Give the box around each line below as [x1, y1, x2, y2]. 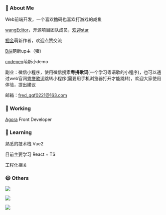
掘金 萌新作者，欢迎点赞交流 [5, 37, 62, 44]
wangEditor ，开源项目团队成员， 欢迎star [5, 27, 89, 33]
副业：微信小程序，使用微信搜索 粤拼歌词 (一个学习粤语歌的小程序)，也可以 [5, 69, 157, 75]
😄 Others [5, 174, 29, 181]
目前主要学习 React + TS [5, 151, 56, 157]
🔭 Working [5, 105, 31, 112]
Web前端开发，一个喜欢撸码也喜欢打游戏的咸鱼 [5, 16, 102, 22]
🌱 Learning [5, 129, 32, 136]
